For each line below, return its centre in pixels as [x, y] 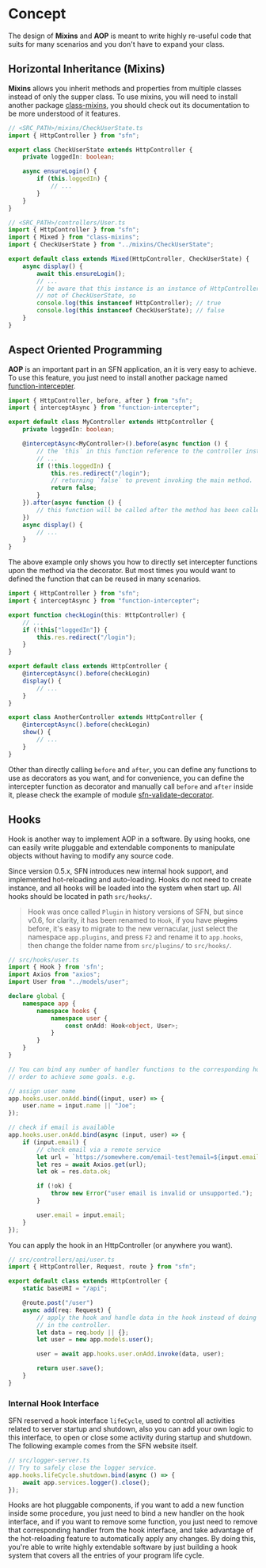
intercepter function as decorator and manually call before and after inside [131, 786]
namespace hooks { [67, 1011]
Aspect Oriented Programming [85, 350]
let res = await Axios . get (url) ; [92, 1165]
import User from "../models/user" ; [68, 982]
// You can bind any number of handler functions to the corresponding [129, 1069]
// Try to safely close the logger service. [83, 1467]
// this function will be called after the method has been [138, 510]
